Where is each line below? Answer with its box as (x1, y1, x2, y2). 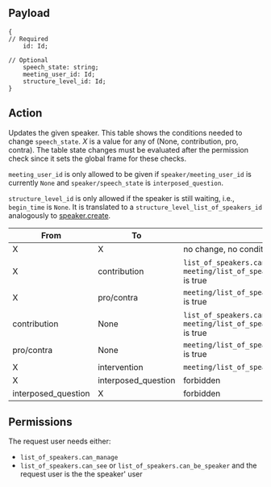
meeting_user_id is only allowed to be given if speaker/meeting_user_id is (8, 169, 252, 178)
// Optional (8, 56, 48, 64)
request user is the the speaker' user (19, 469, 143, 479)
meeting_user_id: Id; (23, 70, 95, 78)
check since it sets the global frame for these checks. (8, 153, 187, 163)
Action (8, 107, 43, 120)
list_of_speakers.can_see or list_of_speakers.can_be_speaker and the (19, 460, 257, 471)
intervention (98, 361, 144, 372)
